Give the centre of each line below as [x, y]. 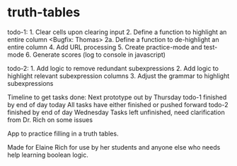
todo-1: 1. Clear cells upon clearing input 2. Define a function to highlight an [117, 32]
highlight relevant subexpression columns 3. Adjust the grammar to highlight [118, 76]
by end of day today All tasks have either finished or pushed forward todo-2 [118, 104]
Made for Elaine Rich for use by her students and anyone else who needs [114, 147]
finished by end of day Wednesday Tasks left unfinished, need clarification [116, 112]
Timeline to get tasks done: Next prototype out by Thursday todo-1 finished [117, 97]
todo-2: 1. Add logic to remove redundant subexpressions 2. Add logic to [113, 68]
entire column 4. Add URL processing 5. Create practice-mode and [105, 47]
